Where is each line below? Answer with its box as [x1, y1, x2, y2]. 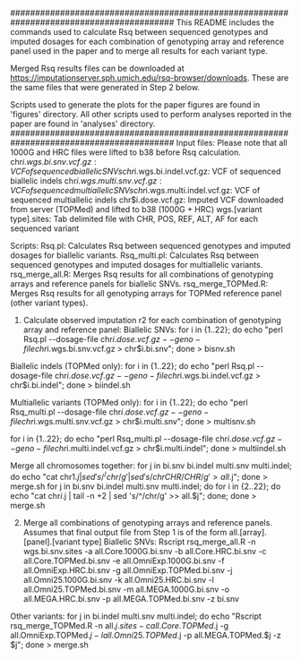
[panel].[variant [22, 536, 81, 547]
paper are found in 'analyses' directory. [10, 118, 156, 129]
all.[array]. [228, 526, 267, 537]
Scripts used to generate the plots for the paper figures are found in [10, 99, 261, 110]
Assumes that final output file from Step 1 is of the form [22, 526, 228, 537]
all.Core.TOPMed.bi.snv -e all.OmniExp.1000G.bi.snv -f [22, 555, 225, 566]
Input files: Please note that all [176, 138, 288, 148]
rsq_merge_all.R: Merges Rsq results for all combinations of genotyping [10, 269, 274, 279]
